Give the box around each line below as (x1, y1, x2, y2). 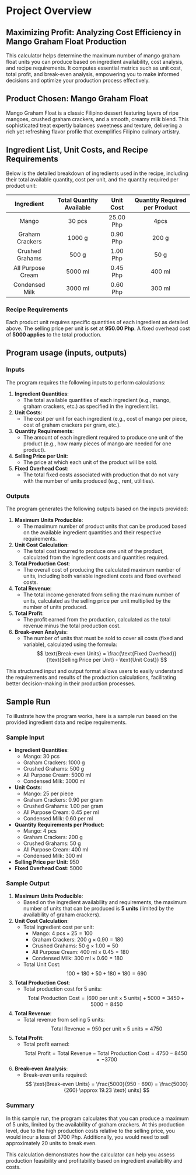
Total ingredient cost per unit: (23, 923, 94, 931)
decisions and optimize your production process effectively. (6, 77, 150, 84)
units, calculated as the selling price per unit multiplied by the (23, 597, 171, 604)
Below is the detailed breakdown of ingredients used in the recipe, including (6, 170, 188, 177)
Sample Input (6, 733, 45, 741)
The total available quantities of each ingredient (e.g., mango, (23, 396, 171, 403)
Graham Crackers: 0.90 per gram (23, 796, 103, 803)
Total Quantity (57, 196, 98, 204)
